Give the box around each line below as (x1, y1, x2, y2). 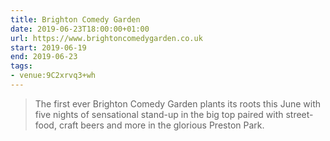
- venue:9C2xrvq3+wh (10, 71, 97, 81)
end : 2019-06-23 (10, 52, 78, 62)
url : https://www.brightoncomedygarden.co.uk (10, 33, 203, 43)
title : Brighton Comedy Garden (10, 14, 141, 25)
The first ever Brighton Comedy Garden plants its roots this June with (34, 97, 322, 110)
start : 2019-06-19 (10, 42, 87, 53)
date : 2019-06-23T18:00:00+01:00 (10, 24, 150, 34)
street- (285, 108, 314, 120)
